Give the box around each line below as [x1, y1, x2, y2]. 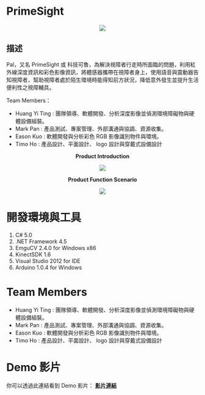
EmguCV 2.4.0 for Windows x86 [15, 244, 96, 251]
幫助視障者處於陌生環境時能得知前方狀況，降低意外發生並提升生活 [32, 76, 199, 83]
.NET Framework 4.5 [15, 237, 67, 245]
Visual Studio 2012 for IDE [15, 257, 81, 264]
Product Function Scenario [68, 175, 137, 183]
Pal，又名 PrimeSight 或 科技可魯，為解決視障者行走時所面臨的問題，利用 [6, 61, 190, 68]
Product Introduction [75, 152, 130, 160]
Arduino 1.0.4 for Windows [15, 264, 82, 271]
